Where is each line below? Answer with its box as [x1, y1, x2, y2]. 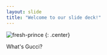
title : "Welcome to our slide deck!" [6, 15, 102, 21]
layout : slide [6, 8, 42, 15]
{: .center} [45, 31, 71, 38]
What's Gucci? [6, 43, 43, 50]
